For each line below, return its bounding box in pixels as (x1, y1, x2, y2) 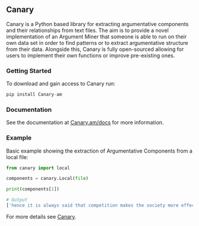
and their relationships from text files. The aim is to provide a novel (6, 27, 169, 34)
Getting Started (6, 66, 52, 75)
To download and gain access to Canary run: (6, 80, 115, 88)
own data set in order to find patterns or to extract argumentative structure (6, 39, 188, 46)
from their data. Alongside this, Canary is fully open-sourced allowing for (6, 46, 184, 53)
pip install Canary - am (6, 92, 62, 98)
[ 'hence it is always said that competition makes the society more (6, 202, 179, 209)
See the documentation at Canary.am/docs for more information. (6, 119, 164, 126)
